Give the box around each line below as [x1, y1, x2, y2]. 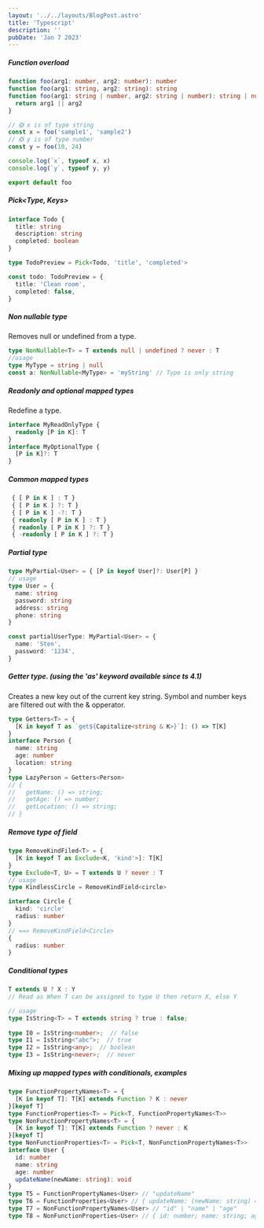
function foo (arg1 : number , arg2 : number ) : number [8, 78, 178, 86]
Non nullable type [8, 312, 68, 322]
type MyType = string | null [8, 362, 104, 370]
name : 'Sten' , [15, 640, 61, 649]
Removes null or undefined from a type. [8, 332, 137, 341]
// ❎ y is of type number [8, 135, 94, 144]
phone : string [15, 611, 61, 620]
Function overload [8, 57, 69, 67]
